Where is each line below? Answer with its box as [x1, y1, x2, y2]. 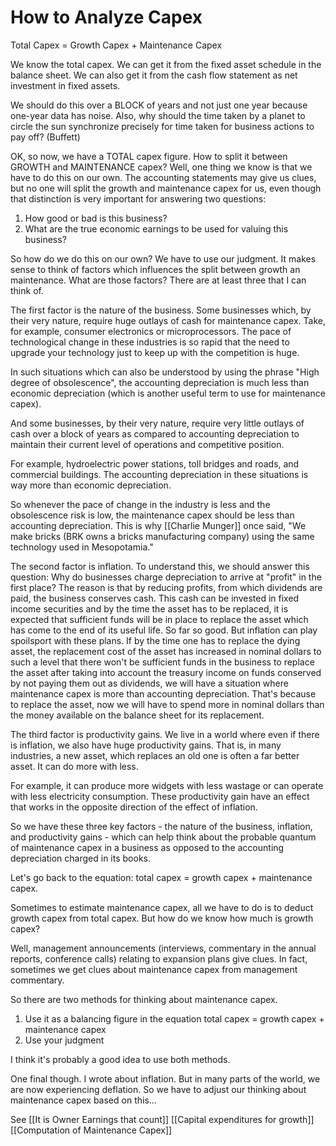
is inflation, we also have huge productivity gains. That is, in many [10, 739, 282, 751]
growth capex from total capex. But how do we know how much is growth [10, 912, 314, 924]
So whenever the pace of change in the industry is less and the [10, 498, 271, 510]
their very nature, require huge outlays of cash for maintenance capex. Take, [10, 314, 326, 326]
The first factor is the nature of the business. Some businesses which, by [10, 304, 312, 316]
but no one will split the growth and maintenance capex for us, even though [10, 182, 322, 194]
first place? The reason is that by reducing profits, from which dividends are [10, 581, 323, 593]
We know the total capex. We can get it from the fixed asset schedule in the [10, 58, 322, 70]
